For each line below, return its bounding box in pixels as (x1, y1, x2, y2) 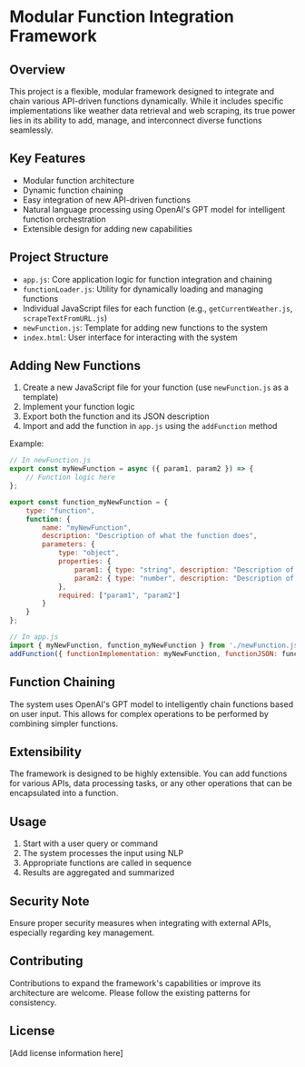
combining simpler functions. (9, 718, 119, 729)
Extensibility (9, 743, 82, 760)
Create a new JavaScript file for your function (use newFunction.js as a (22, 382, 289, 393)
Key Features (9, 151, 86, 166)
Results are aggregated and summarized (22, 867, 175, 878)
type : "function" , (25, 506, 95, 515)
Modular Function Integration (9, 6, 234, 27)
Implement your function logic (22, 402, 135, 413)
